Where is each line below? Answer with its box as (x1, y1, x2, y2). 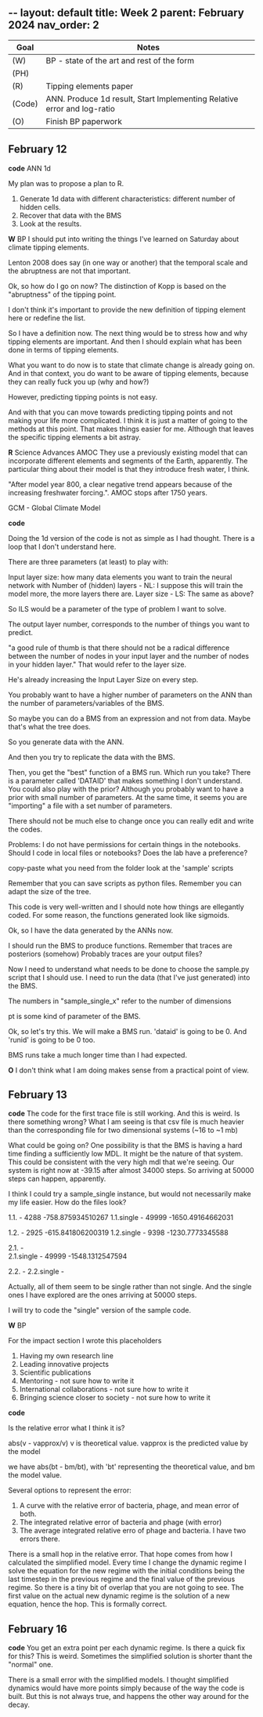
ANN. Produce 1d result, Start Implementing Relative (45, 93, 239, 104)
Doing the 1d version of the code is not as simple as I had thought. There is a (8, 533, 255, 542)
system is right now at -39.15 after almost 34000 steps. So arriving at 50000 (8, 1166, 254, 1175)
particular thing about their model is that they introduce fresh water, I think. (8, 464, 250, 473)
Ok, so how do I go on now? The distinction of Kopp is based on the (8, 281, 227, 290)
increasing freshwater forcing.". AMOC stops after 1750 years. (8, 488, 207, 497)
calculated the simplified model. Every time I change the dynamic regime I (8, 1558, 247, 1567)
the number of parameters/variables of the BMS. (8, 698, 164, 707)
